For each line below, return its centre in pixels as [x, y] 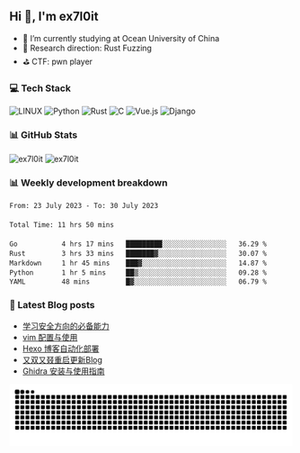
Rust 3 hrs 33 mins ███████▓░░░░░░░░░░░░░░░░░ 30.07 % [138, 253]
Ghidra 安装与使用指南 [63, 371]
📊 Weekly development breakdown [88, 183]
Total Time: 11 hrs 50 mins [62, 225]
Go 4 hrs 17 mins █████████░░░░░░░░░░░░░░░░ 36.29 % [138, 244]
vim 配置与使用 [50, 337]
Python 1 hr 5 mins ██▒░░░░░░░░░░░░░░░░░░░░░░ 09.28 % [138, 272]
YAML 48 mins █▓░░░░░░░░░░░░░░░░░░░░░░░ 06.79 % [138, 282]
